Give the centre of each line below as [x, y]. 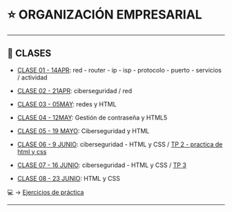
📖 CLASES [29, 54]
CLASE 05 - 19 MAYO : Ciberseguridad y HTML [83, 131]
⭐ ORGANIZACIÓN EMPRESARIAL [105, 15]
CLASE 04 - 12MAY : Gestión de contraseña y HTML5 [92, 117]
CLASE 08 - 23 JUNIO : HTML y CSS [69, 178]
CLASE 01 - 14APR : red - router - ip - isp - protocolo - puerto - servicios [119, 70]
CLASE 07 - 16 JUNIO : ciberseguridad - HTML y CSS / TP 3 [101, 165]
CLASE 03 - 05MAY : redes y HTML [67, 104]
